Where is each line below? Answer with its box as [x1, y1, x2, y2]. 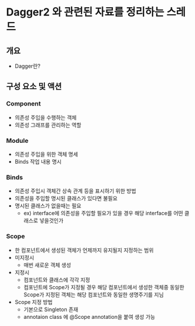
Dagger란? [14, 63, 41, 69]
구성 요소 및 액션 [6, 81, 62, 92]
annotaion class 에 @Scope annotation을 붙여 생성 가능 [23, 313, 155, 320]
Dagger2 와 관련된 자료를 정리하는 [6, 5, 164, 19]
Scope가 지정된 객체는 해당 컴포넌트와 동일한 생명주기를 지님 [23, 291, 164, 298]
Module [6, 136, 28, 145]
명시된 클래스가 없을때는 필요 [14, 202, 82, 209]
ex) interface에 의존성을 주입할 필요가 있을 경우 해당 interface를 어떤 [23, 210, 183, 217]
